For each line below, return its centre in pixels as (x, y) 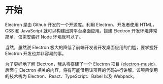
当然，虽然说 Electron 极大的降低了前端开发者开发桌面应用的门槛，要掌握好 (82, 47)
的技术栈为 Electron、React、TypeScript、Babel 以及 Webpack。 (71, 76)
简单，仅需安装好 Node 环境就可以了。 (44, 37)
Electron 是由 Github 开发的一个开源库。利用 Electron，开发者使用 (72, 25)
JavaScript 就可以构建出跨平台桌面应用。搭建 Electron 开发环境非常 (89, 30)
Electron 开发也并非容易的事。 (36, 53)
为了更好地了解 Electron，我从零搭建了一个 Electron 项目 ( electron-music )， (82, 64)
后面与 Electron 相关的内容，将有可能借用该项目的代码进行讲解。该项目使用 (82, 70)
